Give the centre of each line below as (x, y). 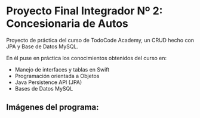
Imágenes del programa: (53, 108)
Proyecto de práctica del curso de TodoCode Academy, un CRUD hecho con (100, 40)
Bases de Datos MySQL (44, 88)
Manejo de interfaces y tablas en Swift (62, 69)
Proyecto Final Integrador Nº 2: (84, 11)
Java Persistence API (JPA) (48, 82)
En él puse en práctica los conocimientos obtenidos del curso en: (87, 58)
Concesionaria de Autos (67, 24)
